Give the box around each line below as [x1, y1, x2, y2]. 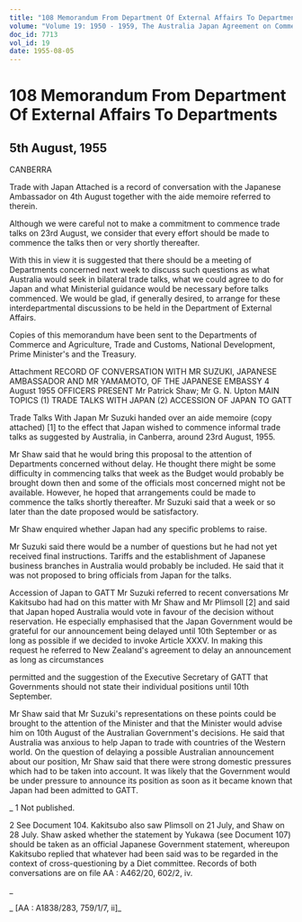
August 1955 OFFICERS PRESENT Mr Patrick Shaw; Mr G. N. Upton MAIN [9, 385, 280, 396]
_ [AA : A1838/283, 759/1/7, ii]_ [9, 902, 122, 914]
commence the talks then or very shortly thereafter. [9, 238, 200, 249]
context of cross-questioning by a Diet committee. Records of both [9, 858, 258, 869]
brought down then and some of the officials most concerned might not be [9, 478, 286, 489]
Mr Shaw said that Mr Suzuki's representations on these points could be [9, 709, 277, 719]
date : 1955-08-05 [9, 47, 75, 56]
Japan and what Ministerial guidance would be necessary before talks [9, 284, 270, 294]
